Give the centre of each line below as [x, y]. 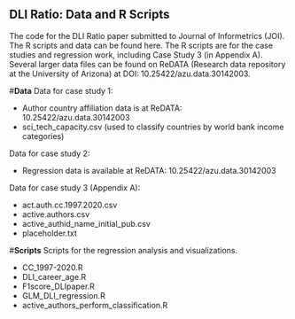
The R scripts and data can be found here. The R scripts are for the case [141, 45]
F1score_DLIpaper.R [58, 286]
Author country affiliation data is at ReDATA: [102, 108]
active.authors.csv [56, 214]
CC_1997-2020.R [52, 267]
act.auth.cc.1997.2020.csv [70, 205]
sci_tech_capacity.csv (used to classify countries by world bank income [153, 127]
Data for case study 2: [50, 153]
